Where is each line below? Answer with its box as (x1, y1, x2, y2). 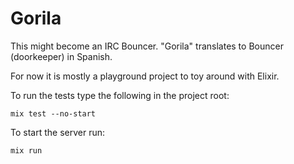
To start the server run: (10, 126, 105, 138)
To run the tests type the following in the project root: (10, 89, 230, 101)
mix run (10, 145, 43, 156)
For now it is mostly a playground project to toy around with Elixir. (10, 70, 280, 82)
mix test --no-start (10, 108, 97, 119)
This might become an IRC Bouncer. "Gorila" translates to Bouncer (10, 40, 284, 52)
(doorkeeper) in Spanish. (10, 50, 113, 62)
